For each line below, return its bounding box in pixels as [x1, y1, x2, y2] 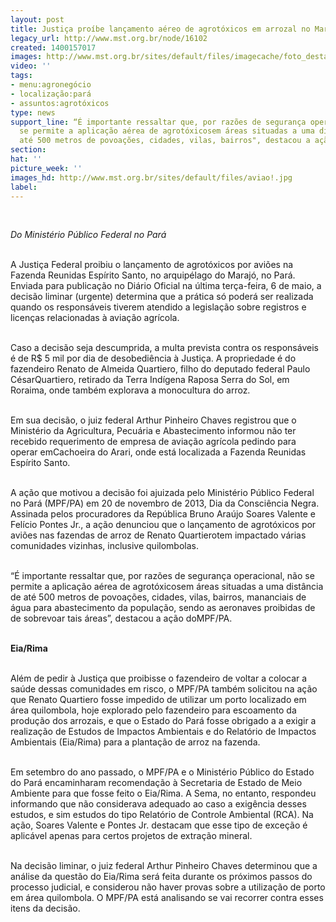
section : [10, 145, 47, 155]
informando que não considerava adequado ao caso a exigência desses [10, 798, 307, 810]
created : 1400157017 [10, 42, 97, 53]
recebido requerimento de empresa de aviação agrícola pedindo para [10, 436, 297, 448]
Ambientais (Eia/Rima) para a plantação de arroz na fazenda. [10, 736, 261, 748]
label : [10, 182, 38, 192]
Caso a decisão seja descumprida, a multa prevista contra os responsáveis [10, 342, 319, 354]
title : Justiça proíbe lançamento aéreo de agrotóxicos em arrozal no [10, 24, 311, 34]
